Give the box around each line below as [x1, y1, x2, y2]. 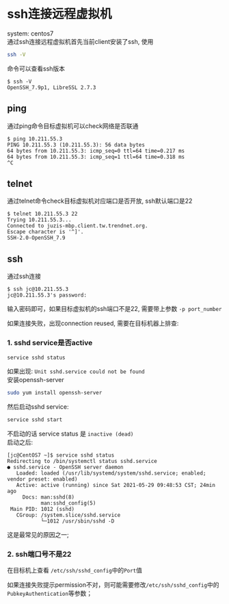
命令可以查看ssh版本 [7, 64, 66, 73]
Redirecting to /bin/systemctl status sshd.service [7, 458, 157, 465]
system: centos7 [7, 29, 54, 38]
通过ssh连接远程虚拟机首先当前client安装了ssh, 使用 [7, 37, 154, 45]
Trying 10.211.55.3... [7, 216, 72, 223]
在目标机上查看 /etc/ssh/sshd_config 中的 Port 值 [7, 566, 142, 575]
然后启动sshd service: [7, 403, 70, 411]
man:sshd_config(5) [40, 500, 96, 507]
